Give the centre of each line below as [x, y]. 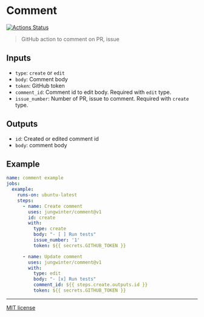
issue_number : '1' [56, 240]
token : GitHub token [40, 85]
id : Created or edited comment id [57, 138]
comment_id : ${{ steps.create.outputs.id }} [90, 285]
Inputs [19, 58]
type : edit [47, 273]
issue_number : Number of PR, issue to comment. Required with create [102, 98]
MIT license [21, 307]
